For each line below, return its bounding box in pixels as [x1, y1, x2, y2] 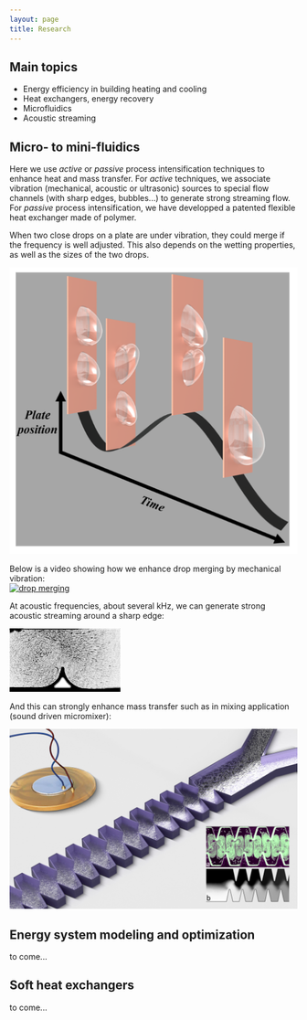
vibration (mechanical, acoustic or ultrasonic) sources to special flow [9, 183, 270, 194]
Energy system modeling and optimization [9, 927, 256, 942]
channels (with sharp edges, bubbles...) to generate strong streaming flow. [9, 193, 291, 204]
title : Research [9, 24, 71, 34]
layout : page [9, 15, 59, 24]
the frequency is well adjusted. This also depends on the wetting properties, [9, 239, 296, 250]
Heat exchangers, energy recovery [22, 93, 154, 104]
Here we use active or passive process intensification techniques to [9, 164, 265, 175]
